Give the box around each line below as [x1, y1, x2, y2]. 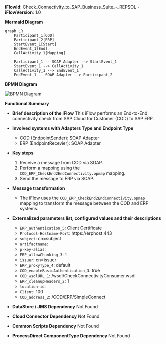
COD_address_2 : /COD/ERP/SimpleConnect [19, 294, 106, 300]
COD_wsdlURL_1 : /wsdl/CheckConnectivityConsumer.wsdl [19, 273, 136, 279]
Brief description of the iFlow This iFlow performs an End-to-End [12, 110, 148, 116]
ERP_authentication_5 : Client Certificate [19, 225, 102, 231]
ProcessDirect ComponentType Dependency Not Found [12, 333, 130, 339]
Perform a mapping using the [19, 165, 80, 171]
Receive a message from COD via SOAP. [19, 160, 103, 165]
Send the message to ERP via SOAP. [19, 176, 95, 181]
